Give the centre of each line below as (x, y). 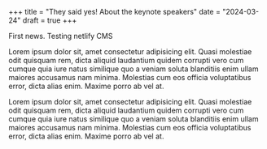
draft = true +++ (50, 20)
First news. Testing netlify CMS (61, 36)
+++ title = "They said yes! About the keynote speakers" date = (115, 12)
